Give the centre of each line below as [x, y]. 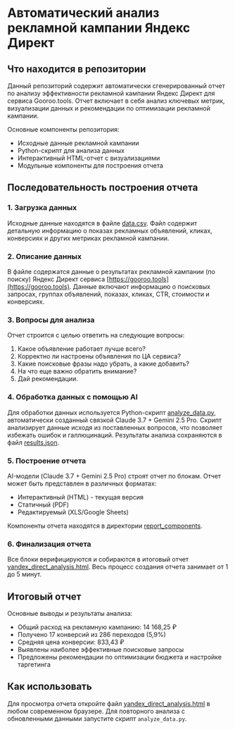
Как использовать [50, 687]
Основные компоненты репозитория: [63, 129]
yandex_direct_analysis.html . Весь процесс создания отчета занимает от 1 [118, 567]
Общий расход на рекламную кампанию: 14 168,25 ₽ [97, 627]
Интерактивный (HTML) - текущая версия [81, 497]
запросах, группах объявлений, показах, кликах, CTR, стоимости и [108, 294]
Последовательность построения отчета [103, 188]
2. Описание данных [45, 256]
